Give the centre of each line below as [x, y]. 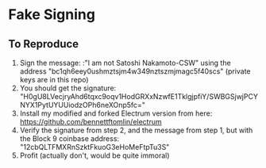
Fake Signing [52, 15]
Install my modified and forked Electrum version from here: [116, 113]
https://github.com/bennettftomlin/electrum [91, 122]
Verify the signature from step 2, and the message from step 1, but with [136, 130]
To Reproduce [44, 44]
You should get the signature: [68, 88]
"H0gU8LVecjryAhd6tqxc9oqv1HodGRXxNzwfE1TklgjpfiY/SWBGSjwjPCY [139, 96]
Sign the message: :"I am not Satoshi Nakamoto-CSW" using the [125, 63]
